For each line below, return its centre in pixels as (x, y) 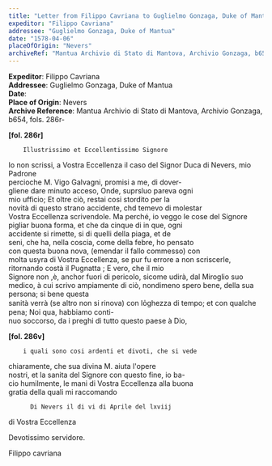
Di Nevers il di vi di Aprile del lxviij (101, 407)
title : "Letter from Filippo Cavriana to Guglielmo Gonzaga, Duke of (128, 16)
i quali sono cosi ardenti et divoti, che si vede (110, 351)
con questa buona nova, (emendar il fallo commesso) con (104, 251)
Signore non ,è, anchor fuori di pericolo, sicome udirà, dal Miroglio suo (126, 277)
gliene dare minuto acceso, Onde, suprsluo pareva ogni (101, 191)
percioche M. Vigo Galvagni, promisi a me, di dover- (95, 182)
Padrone (23, 174)
